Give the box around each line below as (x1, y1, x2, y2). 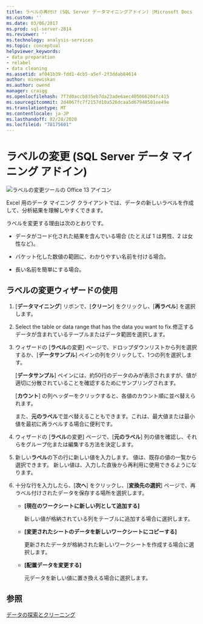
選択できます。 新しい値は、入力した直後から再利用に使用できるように (15, 461, 192, 468)
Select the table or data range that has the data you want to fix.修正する (15, 323, 194, 330)
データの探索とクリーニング (6, 611, 76, 618)
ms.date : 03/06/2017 (6, 20, 59, 26)
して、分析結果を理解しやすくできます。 (6, 207, 106, 214)
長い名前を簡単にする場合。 (15, 266, 85, 273)
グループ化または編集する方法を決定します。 (25, 441, 137, 448)
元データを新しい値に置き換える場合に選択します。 (24, 574, 151, 582)
